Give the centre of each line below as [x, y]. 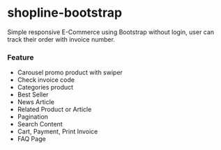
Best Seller [33, 94]
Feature [21, 57]
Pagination [33, 117]
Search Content [40, 124]
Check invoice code [46, 80]
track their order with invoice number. [61, 39]
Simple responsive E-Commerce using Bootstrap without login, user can [111, 32]
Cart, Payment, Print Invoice [58, 132]
